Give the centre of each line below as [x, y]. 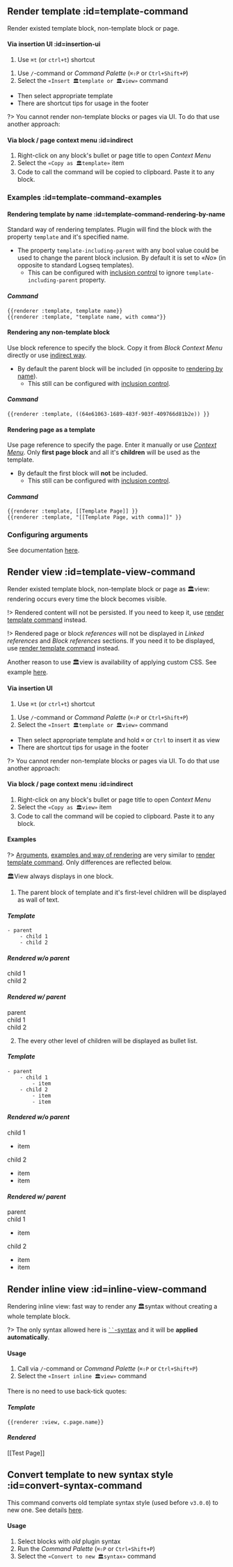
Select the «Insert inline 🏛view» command [82, 1376]
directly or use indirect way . [47, 355]
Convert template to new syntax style [90, 1475]
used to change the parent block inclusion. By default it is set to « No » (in [121, 258]
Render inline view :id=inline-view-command [107, 1289]
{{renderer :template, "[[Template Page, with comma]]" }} [95, 517]
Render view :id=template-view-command [102, 572]
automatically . [29, 1337]
